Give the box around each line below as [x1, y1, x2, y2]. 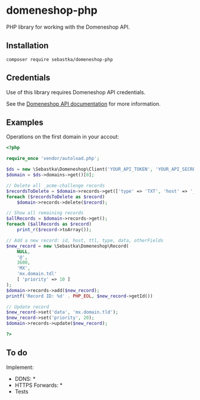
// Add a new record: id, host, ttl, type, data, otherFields [6, 237, 164, 244]
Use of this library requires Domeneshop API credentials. [6, 88, 146, 96]
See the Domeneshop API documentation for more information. [6, 100, 161, 107]
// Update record [6, 304, 49, 310]
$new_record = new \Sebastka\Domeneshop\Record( [6, 243, 129, 249]
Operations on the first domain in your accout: [6, 133, 119, 140]
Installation [6, 41, 49, 51]
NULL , [17, 248, 31, 254]
